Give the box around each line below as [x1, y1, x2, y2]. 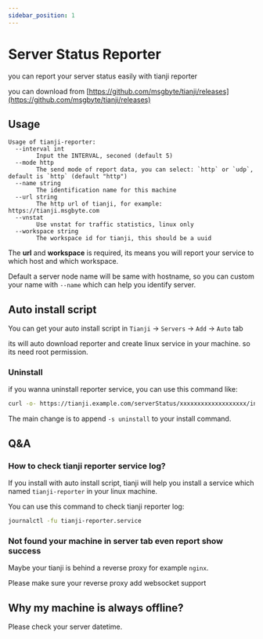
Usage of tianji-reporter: [8, 138, 96, 146]
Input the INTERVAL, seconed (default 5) [36, 152, 174, 160]
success [8, 545, 41, 556]
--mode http [15, 159, 55, 167]
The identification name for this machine [36, 186, 177, 195]
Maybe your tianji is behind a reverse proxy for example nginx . [8, 563, 209, 573]
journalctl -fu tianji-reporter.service [8, 517, 142, 525]
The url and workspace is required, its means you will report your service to [8, 248, 254, 257]
